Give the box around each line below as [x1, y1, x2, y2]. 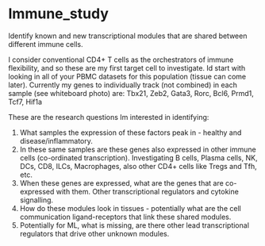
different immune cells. [8, 39, 83, 48]
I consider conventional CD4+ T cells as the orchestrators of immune [8, 55, 234, 64]
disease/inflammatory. [19, 136, 94, 145]
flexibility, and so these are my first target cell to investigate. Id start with [8, 63, 246, 72]
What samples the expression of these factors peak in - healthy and [19, 128, 242, 137]
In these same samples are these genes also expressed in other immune [19, 144, 256, 154]
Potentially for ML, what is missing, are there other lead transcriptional [19, 220, 250, 230]
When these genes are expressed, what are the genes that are [19, 178, 224, 187]
